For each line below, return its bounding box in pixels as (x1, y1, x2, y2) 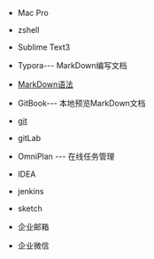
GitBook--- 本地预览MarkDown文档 (17, 98, 146, 108)
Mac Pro (17, 8, 49, 18)
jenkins (17, 186, 44, 196)
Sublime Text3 (17, 42, 71, 52)
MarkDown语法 (17, 79, 73, 90)
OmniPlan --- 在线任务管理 (17, 151, 115, 161)
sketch (17, 203, 42, 214)
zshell (17, 25, 40, 35)
